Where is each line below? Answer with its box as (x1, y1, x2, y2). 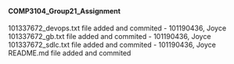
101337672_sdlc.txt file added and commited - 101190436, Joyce (8, 40, 217, 50)
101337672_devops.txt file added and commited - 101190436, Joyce (8, 23, 227, 33)
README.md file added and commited (8, 48, 131, 58)
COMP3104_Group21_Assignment (8, 6, 121, 16)
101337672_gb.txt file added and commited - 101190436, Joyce (8, 32, 211, 41)
